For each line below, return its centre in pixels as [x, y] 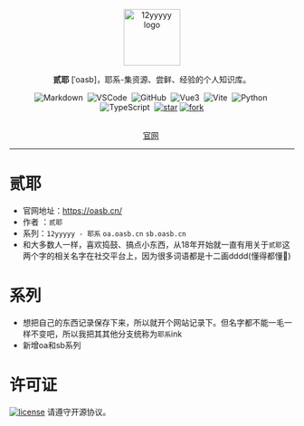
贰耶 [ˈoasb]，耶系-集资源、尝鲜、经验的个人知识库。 [152, 80]
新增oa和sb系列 [52, 345]
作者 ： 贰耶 [43, 222]
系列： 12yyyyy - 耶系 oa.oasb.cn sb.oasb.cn [104, 233]
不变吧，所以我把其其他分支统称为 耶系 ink [106, 334]
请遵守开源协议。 [79, 412]
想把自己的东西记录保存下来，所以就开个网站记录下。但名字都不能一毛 [153, 322]
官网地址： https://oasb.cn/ [72, 210]
